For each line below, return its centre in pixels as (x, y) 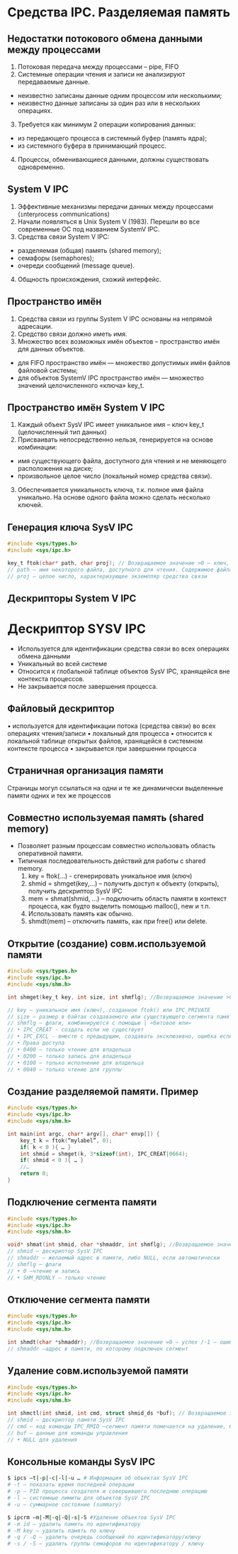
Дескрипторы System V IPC (72, 598)
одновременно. (41, 167)
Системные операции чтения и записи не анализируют (101, 74)
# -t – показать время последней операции (71, 1485)
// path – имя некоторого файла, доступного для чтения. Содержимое (110, 570)
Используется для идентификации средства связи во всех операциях (124, 648)
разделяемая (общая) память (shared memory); (89, 250)
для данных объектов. (51, 349)
